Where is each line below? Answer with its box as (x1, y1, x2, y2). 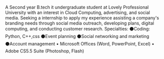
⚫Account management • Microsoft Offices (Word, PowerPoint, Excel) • (5, 41, 154, 46)
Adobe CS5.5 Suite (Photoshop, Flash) (5, 48, 84, 54)
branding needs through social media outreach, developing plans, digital (5, 20, 154, 26)
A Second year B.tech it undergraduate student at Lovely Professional (5, 4, 149, 10)
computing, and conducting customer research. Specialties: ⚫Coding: (5, 26, 150, 31)
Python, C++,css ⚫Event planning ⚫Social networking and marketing (5, 33, 149, 39)
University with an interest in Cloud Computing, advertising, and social (5, 9, 150, 15)
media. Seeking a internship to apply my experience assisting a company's (5, 15, 159, 20)
